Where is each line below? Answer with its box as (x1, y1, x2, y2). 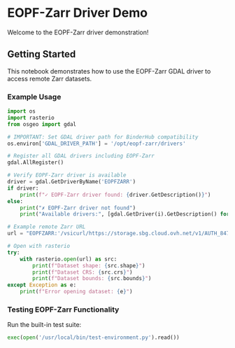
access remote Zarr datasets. (7, 74, 92, 83)
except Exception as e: (7, 281, 77, 288)
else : (7, 197, 23, 204)
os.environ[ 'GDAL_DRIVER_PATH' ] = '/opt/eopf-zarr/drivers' (7, 140, 187, 147)
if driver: (7, 184, 39, 192)
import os (7, 108, 36, 115)
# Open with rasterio (7, 243, 71, 250)
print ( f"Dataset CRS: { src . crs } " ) (32, 268, 133, 276)
